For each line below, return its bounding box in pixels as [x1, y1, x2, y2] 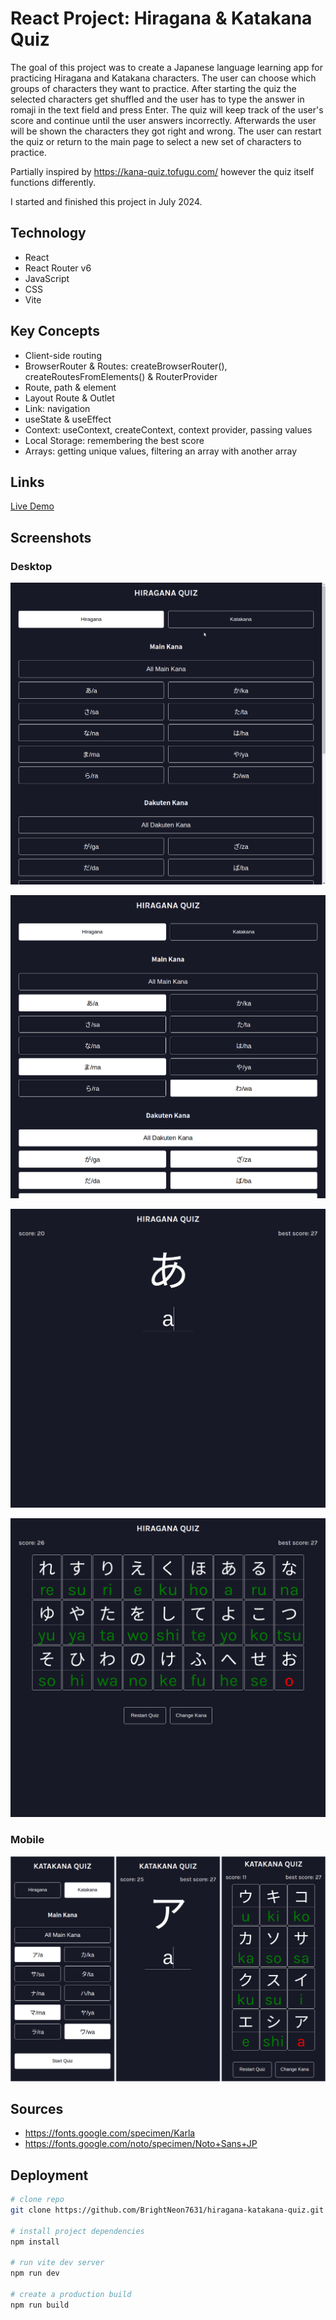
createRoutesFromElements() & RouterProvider [24, 370, 218, 382]
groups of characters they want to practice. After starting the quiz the [10, 82, 297, 94]
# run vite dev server [10, 2258, 105, 2268]
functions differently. [10, 176, 97, 188]
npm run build [10, 2300, 70, 2310]
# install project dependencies [10, 2226, 145, 2236]
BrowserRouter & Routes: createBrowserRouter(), [24, 360, 228, 372]
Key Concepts [10, 323, 100, 340]
